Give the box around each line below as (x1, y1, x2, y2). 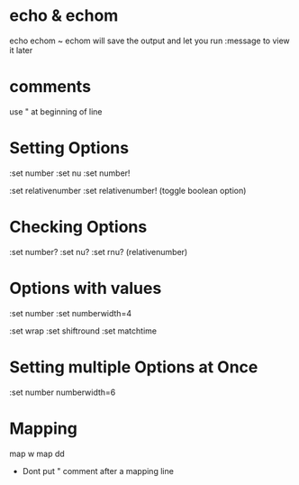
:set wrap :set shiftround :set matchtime (9, 325, 158, 336)
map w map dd (9, 448, 65, 459)
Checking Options (9, 217, 148, 237)
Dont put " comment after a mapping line (22, 465, 174, 476)
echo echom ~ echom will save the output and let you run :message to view (9, 35, 290, 46)
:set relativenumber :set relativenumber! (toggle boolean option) (9, 185, 247, 196)
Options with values (9, 278, 162, 298)
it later (9, 44, 33, 55)
